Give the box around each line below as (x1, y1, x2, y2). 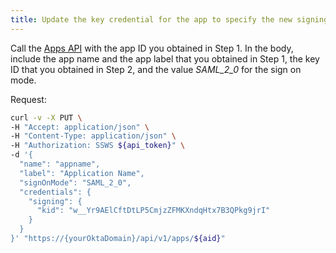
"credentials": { (19, 187, 92, 197)
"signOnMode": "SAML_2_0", (19, 177, 132, 188)
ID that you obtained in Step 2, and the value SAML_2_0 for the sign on (10, 63, 302, 75)
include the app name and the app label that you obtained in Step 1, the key (10, 52, 320, 65)
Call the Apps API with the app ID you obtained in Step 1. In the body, (10, 42, 294, 54)
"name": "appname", (19, 159, 101, 169)
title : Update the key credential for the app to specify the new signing (10, 14, 329, 25)
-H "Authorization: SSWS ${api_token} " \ (10, 141, 186, 151)
